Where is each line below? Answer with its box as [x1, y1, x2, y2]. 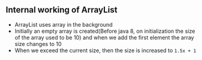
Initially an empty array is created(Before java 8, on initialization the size [14, 27, 196, 35]
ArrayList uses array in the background [14, 21, 113, 28]
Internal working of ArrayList [5, 5, 118, 15]
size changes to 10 [14, 40, 62, 47]
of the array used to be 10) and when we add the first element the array [14, 33, 195, 41]
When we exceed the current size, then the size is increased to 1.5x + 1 [14, 47, 197, 54]
